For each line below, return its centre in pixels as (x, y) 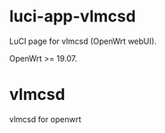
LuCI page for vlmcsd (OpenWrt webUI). (83, 41)
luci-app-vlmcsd (73, 17)
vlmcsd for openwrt (45, 119)
